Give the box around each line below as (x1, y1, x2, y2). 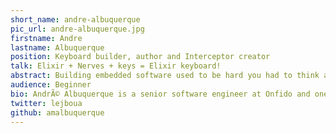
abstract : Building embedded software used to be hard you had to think (10, 71, 320, 81)
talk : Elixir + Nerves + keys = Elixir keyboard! (10, 61, 222, 71)
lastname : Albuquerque (10, 42, 105, 53)
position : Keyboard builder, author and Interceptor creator (10, 52, 271, 62)
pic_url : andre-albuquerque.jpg (10, 24, 145, 34)
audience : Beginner (10, 80, 92, 90)
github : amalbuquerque (10, 107, 105, 118)
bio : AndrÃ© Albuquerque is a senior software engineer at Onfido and (10, 89, 311, 99)
